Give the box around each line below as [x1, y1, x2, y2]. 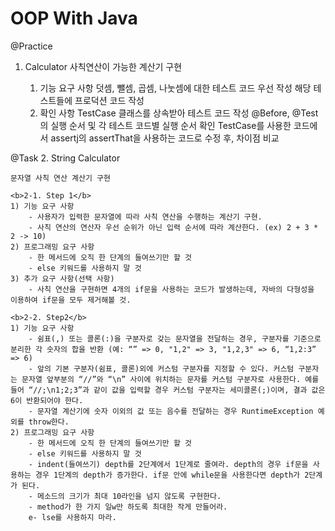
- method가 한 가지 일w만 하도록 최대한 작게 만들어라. [28, 502, 228, 512]
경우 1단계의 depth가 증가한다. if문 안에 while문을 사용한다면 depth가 [34, 470, 300, 480]
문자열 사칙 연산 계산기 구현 [10, 173, 111, 183]
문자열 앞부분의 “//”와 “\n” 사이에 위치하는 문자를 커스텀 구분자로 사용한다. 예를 [21, 374, 320, 384]
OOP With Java [10, 7, 138, 30]
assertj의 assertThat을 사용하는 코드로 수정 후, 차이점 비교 [50, 132, 280, 144]
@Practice [10, 40, 53, 52]
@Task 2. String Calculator [10, 152, 121, 164]
